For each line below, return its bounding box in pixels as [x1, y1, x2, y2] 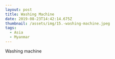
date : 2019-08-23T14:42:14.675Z [5, 16, 72, 21]
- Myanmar [9, 35, 30, 40]
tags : [5, 26, 16, 30]
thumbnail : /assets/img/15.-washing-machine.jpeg [5, 21, 111, 26]
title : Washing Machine [5, 12, 55, 17]
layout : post [5, 7, 32, 12]
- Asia [9, 30, 23, 35]
